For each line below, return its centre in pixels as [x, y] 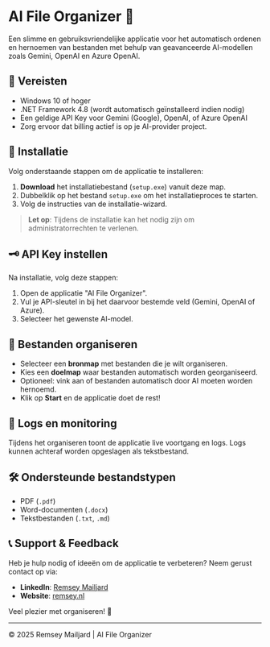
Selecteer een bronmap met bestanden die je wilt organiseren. [124, 364]
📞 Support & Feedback [63, 543]
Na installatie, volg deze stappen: [63, 278]
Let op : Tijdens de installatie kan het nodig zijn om [111, 219]
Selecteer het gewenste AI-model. [77, 319]
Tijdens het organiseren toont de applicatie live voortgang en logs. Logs [127, 443]
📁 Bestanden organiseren [73, 344]
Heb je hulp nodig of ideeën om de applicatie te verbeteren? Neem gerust [130, 562]
